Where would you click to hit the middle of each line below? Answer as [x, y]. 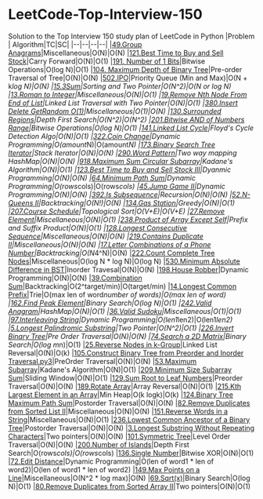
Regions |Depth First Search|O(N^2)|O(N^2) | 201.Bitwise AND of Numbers [126, 119]
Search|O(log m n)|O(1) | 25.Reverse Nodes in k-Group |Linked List [113, 344]
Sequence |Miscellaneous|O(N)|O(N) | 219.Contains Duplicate [106, 236]
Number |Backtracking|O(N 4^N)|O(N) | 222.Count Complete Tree [112, 253]
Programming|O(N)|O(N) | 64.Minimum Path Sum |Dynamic [102, 177]
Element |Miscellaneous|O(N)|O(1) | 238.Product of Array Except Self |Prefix [128, 219]
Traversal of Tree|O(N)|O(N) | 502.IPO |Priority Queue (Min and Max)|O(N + [128, 78]
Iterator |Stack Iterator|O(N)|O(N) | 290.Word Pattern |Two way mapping [122, 153]
